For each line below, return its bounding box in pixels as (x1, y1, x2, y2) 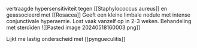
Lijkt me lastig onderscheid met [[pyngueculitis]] (6, 36, 126, 42)
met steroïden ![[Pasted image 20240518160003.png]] (6, 24, 141, 31)
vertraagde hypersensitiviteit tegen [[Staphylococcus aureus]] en (6, 5, 168, 12)
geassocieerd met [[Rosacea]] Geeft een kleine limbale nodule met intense (6, 11, 190, 18)
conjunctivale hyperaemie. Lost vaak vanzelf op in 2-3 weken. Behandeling (6, 18, 192, 24)
